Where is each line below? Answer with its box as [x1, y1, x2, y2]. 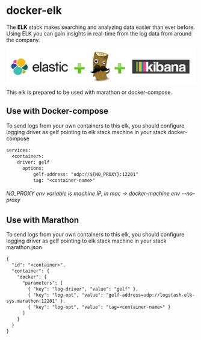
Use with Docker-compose [6, 106, 108, 116]
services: [6, 147, 31, 153]
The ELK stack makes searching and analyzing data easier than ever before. [6, 23, 196, 31]
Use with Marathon [6, 215, 79, 226]
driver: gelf [17, 159, 50, 165]
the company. [6, 36, 40, 43]
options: [22, 165, 45, 172]
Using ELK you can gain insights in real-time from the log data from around [6, 29, 192, 37]
